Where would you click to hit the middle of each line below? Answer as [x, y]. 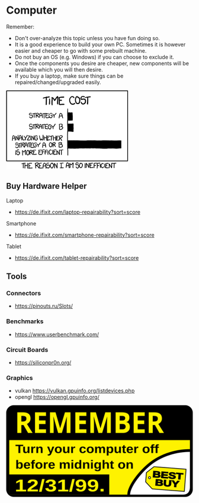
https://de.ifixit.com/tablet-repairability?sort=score [77, 257]
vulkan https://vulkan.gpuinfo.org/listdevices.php [75, 391]
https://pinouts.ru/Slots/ [44, 306]
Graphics [20, 378]
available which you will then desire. [59, 69]
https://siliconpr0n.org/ [43, 363]
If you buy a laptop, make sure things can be [69, 76]
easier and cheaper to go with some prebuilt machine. [81, 50]
